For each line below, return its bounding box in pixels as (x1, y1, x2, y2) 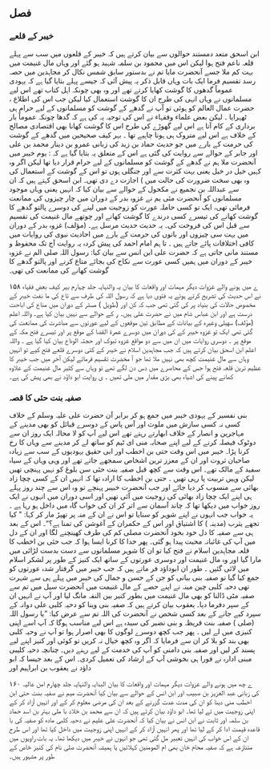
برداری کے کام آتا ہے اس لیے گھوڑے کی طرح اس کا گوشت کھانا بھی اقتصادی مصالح (9, 120, 256, 131)
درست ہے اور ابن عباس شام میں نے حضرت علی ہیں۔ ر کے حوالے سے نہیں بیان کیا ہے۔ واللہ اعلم (9, 308, 253, 318)
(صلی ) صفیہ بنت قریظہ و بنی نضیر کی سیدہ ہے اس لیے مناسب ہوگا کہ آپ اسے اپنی (9, 617, 255, 627)
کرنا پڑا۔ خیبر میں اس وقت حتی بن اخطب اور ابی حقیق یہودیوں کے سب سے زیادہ (9, 446, 250, 455)
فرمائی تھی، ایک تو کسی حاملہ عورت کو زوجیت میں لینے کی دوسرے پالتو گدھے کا (9, 202, 251, 212)
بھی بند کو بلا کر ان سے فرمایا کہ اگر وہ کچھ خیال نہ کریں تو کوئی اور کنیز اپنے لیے (9, 635, 249, 645)
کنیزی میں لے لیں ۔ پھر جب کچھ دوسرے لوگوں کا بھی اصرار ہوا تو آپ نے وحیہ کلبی (9, 626, 252, 636)
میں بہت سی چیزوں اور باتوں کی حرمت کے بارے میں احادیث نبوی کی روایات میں (9, 229, 249, 239)
